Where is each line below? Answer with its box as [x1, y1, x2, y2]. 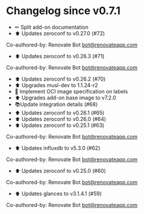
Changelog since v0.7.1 [6, 4, 120, 18]
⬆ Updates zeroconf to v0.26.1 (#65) [14, 109, 105, 116]
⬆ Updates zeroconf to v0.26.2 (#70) [14, 75, 106, 82]
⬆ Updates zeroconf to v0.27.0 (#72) [14, 29, 105, 36]
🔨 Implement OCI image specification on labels [14, 88, 128, 95]
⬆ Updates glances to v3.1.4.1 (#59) [14, 190, 102, 197]
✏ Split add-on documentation [14, 24, 89, 31]
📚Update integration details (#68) [14, 101, 98, 108]
